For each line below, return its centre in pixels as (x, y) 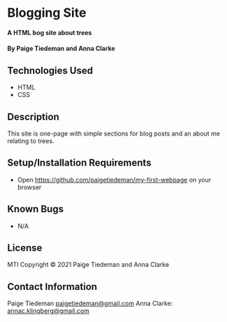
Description (33, 117)
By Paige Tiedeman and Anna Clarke (61, 49)
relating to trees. (31, 141)
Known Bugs (36, 209)
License (25, 248)
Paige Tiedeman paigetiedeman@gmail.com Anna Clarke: (90, 303)
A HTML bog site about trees (50, 32)
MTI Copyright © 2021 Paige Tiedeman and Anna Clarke (88, 265)
